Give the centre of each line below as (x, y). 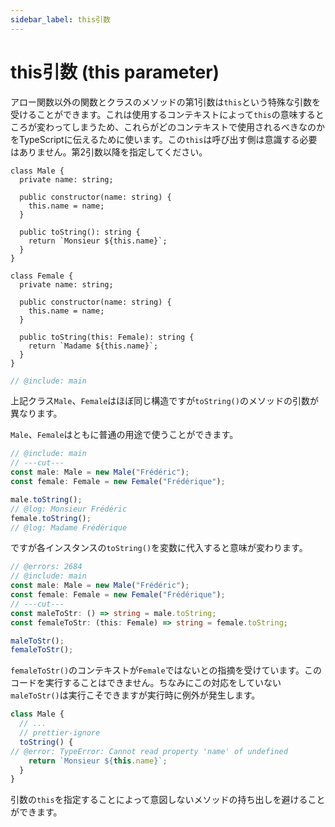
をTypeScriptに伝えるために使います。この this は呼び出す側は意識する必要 (164, 139)
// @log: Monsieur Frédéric (69, 509)
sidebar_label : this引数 (60, 19)
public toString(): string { (80, 232)
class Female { (42, 276)
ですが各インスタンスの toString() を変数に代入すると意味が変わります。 (159, 548)
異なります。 (36, 413)
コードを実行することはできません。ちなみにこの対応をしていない (146, 683)
